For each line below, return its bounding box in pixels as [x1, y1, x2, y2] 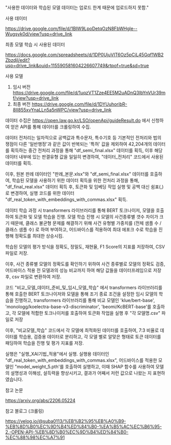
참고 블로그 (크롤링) [5, 408, 44, 414]
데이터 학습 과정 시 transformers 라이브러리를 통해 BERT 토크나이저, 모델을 [5, 207, 155, 213]
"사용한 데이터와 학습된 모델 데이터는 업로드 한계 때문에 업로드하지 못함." [5, 5, 149, 10]
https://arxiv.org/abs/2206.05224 [5, 398, 75, 403]
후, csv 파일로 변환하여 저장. [5, 274, 62, 280]
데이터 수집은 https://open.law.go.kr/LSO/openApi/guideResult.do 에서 [5, 117, 151, 123]
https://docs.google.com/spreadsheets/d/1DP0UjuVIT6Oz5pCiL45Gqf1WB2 [5, 52, 164, 58]
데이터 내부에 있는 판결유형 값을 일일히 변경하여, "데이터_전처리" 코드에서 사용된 [5, 154, 164, 160]
